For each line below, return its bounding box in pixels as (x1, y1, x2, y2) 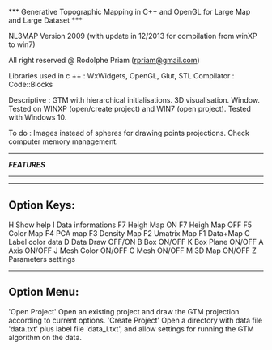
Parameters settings (8, 254, 75, 264)
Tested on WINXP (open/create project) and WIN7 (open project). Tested (8, 104, 251, 113)
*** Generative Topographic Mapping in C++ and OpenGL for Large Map (8, 7, 251, 16)
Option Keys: (8, 198, 75, 213)
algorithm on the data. (8, 332, 83, 342)
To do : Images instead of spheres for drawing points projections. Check (8, 129, 249, 137)
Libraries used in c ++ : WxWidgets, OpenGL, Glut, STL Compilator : (8, 71, 235, 80)
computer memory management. (8, 137, 119, 146)
